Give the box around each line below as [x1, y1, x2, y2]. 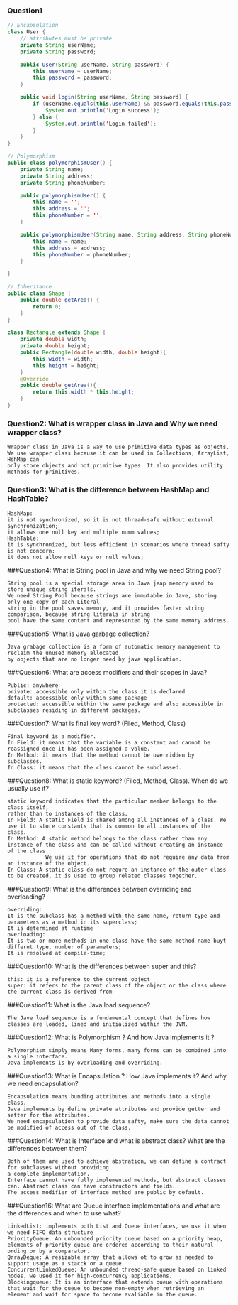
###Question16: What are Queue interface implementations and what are [7, 1201, 220, 1210]
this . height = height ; [33, 362, 100, 369]
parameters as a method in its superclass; [7, 919, 138, 926]
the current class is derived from [7, 988, 113, 995]
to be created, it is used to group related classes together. [7, 872, 198, 879]
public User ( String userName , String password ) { [20, 61, 170, 68]
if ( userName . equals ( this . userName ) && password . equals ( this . [33, 100, 220, 108]
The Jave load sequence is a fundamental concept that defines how [7, 1014, 211, 1022]
